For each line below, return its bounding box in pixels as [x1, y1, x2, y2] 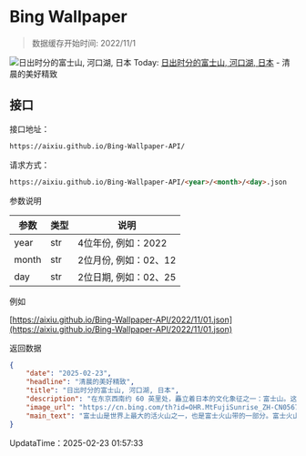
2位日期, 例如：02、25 [76, 270, 177, 283]
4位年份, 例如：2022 [76, 237, 168, 249]
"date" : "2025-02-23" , [25, 369, 112, 379]
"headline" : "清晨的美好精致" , [25, 378, 135, 387]
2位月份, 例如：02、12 [76, 253, 177, 266]
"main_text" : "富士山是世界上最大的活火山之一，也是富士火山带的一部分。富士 [25, 411, 287, 421]
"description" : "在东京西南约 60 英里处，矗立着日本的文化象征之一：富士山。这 [25, 394, 298, 403]
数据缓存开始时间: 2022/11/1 [31, 37, 137, 48]
